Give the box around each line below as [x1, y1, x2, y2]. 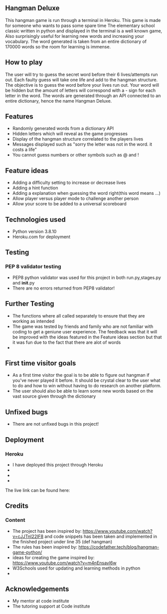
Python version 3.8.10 [12, 229, 57, 235]
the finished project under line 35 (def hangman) [12, 538, 113, 545]
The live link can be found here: [5, 487, 70, 493]
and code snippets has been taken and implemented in [44, 533, 157, 539]
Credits [5, 502, 29, 510]
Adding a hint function [12, 185, 58, 191]
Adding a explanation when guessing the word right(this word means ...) [12, 190, 161, 196]
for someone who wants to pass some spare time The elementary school [5, 22, 155, 28]
